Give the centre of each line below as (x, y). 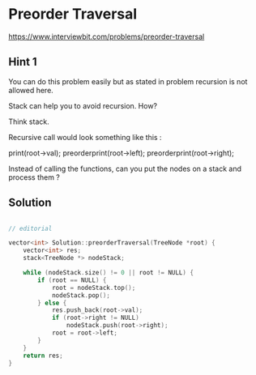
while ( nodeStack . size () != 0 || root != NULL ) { (109, 273)
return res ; (43, 356)
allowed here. (31, 90)
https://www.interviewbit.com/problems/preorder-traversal (107, 36)
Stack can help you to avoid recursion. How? (83, 105)
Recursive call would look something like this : (85, 137)
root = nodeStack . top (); (94, 288)
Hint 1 (23, 62)
